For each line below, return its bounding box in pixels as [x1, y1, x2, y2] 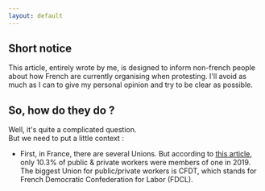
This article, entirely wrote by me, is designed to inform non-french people [8, 63, 256, 73]
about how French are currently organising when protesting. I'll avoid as [8, 72, 247, 81]
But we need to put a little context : [8, 134, 125, 143]
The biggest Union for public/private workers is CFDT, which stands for [19, 166, 257, 176]
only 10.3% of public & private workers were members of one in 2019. [19, 158, 251, 168]
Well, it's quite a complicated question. [8, 125, 137, 135]
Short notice [8, 42, 72, 56]
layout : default [8, 11, 63, 20]
